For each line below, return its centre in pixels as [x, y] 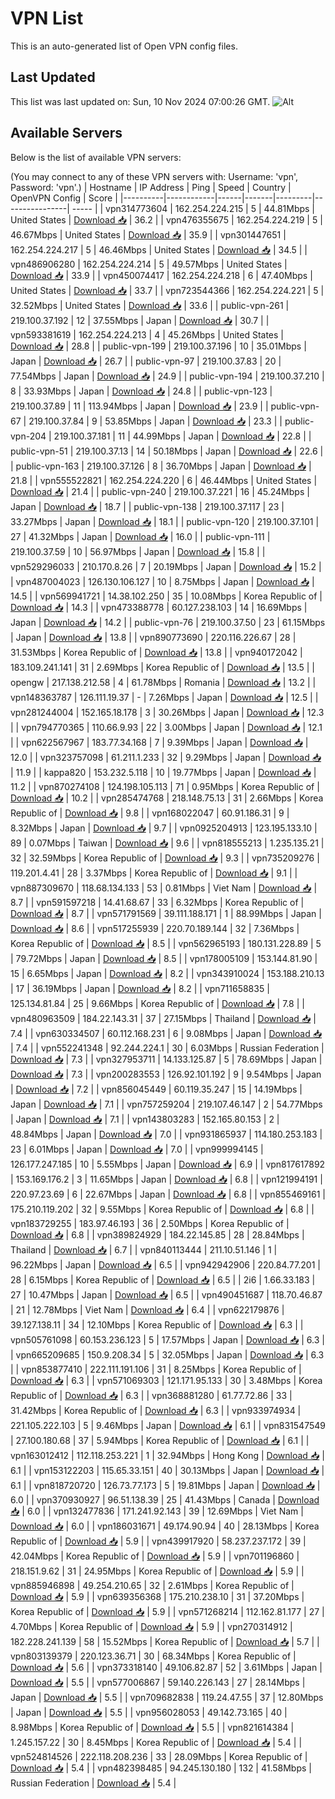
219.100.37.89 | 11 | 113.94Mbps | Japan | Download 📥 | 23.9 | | [139, 406]
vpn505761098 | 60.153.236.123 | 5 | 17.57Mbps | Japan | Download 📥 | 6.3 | [167, 1339]
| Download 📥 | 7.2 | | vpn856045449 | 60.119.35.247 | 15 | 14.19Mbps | [156, 1089]
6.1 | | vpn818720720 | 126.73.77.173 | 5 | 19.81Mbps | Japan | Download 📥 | [165, 1485]
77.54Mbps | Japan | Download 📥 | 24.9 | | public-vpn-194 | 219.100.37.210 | [167, 376]
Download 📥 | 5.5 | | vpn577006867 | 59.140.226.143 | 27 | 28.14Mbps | [158, 1682]
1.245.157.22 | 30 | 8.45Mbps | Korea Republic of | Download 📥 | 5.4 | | [156, 1742]
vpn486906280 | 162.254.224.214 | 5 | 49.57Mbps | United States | [149, 264]
